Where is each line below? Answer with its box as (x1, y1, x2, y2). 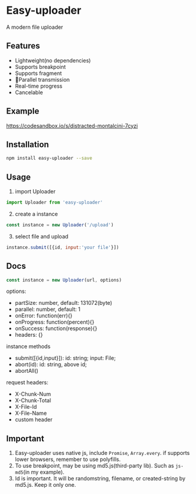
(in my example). (23, 469, 65, 476)
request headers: (6, 379, 49, 386)
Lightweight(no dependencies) (14, 56, 91, 64)
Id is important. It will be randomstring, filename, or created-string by (14, 475, 186, 482)
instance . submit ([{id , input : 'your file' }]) (6, 244, 119, 250)
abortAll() (14, 367, 39, 375)
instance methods (6, 343, 51, 350)
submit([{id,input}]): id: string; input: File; (14, 355, 116, 362)
